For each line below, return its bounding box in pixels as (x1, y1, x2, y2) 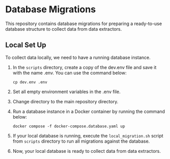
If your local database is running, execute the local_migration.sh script (12, 132, 163, 139)
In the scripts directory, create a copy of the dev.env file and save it (12, 64, 157, 70)
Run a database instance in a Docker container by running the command (12, 108, 165, 115)
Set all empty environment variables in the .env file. (12, 88, 121, 95)
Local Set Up (5, 41, 46, 50)
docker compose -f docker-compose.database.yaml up (12, 124, 125, 129)
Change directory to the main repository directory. (12, 98, 118, 104)
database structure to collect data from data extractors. (5, 26, 122, 32)
